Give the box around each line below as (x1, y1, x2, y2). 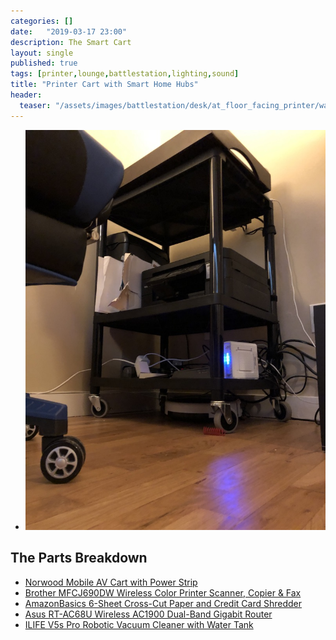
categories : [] (10, 16, 74, 26)
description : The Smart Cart (10, 37, 132, 47)
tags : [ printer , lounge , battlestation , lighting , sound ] (10, 69, 240, 79)
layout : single (10, 48, 74, 58)
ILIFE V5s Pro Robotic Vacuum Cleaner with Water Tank (24, 618, 254, 630)
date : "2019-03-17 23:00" (10, 26, 128, 37)
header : (10, 90, 43, 100)
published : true (10, 58, 78, 69)
